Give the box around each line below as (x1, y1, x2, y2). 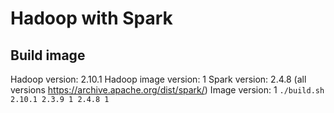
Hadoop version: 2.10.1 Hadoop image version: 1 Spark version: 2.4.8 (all (10, 73, 307, 85)
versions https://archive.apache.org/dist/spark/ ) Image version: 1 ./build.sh (10, 84, 325, 96)
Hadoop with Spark (10, 7, 173, 30)
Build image (10, 47, 86, 64)
